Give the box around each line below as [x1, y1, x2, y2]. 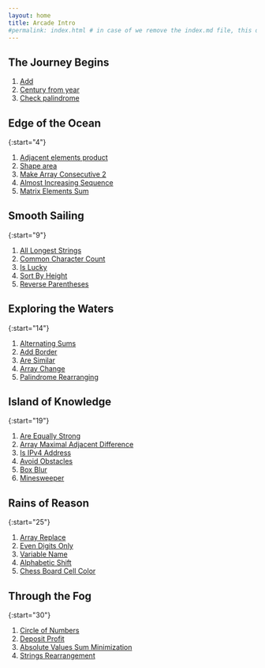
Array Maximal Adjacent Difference [19, 440, 134, 450]
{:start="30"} [8, 610, 51, 620]
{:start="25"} [8, 518, 51, 527]
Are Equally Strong [19, 431, 81, 441]
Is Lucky [19, 262, 47, 271]
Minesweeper [19, 473, 65, 483]
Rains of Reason [8, 496, 89, 510]
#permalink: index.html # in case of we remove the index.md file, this [8, 26, 252, 34]
